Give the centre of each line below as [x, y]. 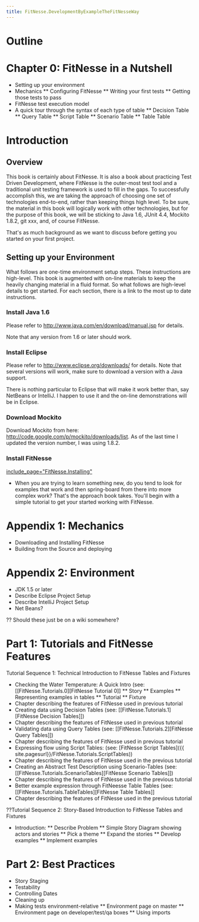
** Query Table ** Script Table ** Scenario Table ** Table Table [92, 116]
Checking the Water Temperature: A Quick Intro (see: [80, 684]
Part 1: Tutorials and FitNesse [80, 644]
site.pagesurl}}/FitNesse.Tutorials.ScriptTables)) [74, 754]
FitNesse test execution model [52, 104]
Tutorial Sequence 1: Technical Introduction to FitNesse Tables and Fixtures [98, 673]
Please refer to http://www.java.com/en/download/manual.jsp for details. [95, 325]
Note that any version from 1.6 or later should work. [69, 337]
